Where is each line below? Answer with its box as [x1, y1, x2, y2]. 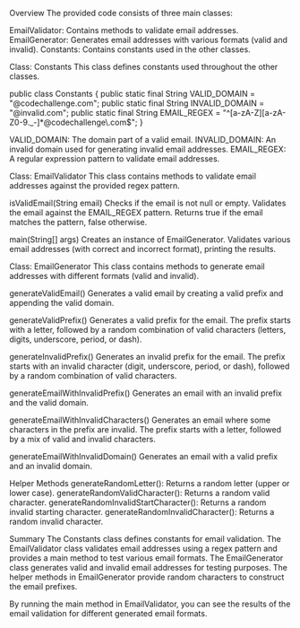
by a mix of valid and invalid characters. [9, 434, 157, 444]
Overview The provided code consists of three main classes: [9, 8, 233, 18]
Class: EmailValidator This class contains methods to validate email [9, 170, 257, 181]
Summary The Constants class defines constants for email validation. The [9, 534, 282, 544]
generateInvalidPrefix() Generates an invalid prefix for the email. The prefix [9, 352, 286, 362]
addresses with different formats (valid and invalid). [9, 271, 200, 281]
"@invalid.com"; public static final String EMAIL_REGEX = [9, 108, 221, 118]
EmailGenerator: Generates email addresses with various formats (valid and [9, 35, 288, 45]
